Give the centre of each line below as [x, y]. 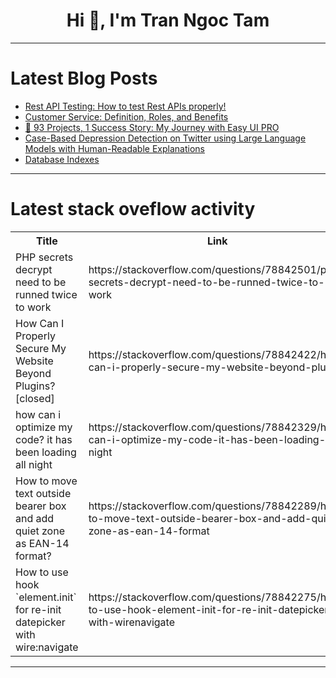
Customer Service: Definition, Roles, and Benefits [126, 116]
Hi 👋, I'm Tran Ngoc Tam [168, 20]
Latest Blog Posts [84, 78]
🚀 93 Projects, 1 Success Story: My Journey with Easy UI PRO [152, 127]
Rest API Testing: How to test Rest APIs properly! [125, 106]
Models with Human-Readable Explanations [114, 148]
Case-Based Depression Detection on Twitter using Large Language [165, 138]
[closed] [35, 398]
